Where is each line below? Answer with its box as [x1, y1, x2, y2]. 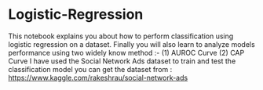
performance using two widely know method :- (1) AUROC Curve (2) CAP [8, 48, 245, 57]
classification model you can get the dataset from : [8, 64, 173, 74]
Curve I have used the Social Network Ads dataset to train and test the [8, 56, 236, 66]
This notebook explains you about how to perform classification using [8, 31, 234, 41]
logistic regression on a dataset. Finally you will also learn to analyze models [8, 39, 255, 49]
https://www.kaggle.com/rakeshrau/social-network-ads [8, 73, 188, 82]
